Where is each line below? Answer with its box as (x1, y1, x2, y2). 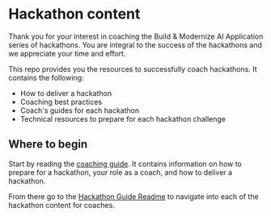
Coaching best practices (19, 97, 103, 106)
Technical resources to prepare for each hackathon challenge (19, 114, 227, 123)
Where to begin (8, 138, 88, 152)
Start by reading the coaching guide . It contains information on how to (8, 159, 243, 168)
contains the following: (8, 73, 84, 82)
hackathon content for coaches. (8, 200, 115, 210)
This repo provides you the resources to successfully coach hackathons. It (8, 64, 257, 73)
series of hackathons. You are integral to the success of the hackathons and (8, 39, 263, 49)
